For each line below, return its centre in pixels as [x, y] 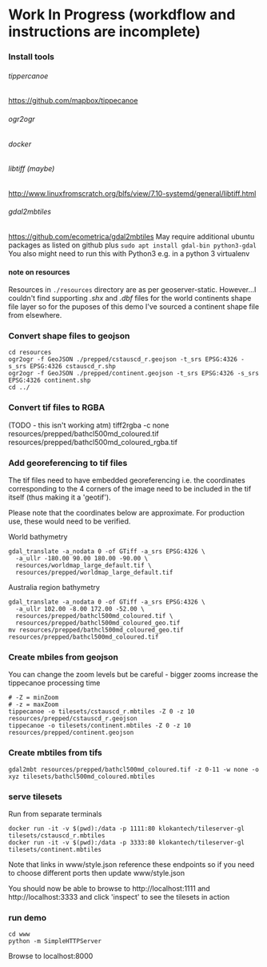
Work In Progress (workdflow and [122, 15]
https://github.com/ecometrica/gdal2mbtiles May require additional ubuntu [132, 236]
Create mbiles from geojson [63, 656]
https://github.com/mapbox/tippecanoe [73, 101]
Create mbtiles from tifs [55, 752]
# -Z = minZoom [34, 698]
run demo [27, 917]
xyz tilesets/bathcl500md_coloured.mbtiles [82, 776]
